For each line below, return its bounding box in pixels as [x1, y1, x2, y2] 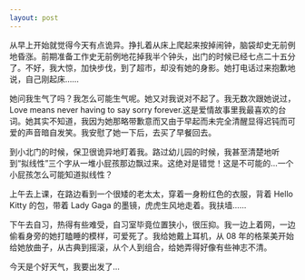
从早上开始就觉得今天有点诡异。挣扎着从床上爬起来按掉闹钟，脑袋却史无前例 [9, 39, 296, 50]
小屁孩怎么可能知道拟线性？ [9, 169, 113, 180]
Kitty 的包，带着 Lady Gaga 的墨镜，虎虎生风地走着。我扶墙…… [9, 199, 247, 210]
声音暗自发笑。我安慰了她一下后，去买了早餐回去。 [25, 126, 216, 137]
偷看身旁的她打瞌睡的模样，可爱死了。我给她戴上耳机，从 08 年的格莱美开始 [9, 230, 295, 241]
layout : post [9, 13, 59, 23]
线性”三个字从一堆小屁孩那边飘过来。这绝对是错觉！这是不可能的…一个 [28, 157, 294, 168]
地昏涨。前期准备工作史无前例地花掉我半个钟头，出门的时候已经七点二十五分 [9, 51, 296, 62]
